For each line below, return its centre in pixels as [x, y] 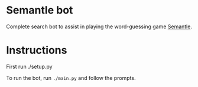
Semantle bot [40, 10]
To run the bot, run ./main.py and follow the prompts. [71, 78]
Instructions [37, 50]
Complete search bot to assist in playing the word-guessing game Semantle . [99, 26]
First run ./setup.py [29, 66]
